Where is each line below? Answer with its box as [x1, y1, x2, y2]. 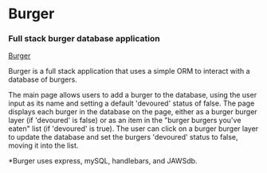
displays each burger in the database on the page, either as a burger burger [8, 107, 257, 117]
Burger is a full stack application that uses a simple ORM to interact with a [8, 67, 250, 76]
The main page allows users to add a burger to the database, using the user [8, 90, 257, 100]
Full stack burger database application [8, 33, 161, 44]
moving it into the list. [8, 140, 79, 151]
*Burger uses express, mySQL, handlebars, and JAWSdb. [8, 156, 198, 166]
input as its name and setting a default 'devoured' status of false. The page [8, 98, 255, 108]
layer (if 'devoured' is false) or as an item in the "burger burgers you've [8, 116, 241, 125]
